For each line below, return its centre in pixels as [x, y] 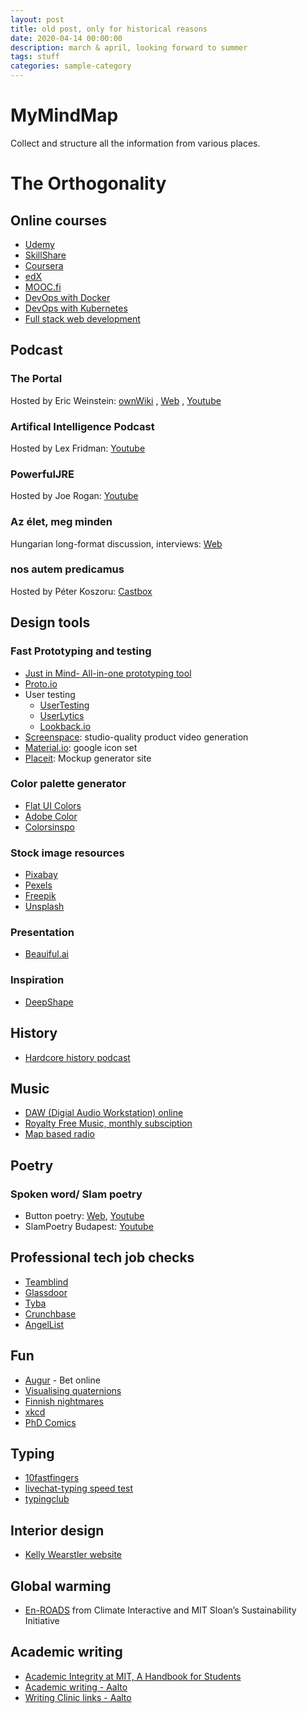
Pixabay [41, 875]
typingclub [47, 1499]
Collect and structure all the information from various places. [135, 143]
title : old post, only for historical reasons [109, 29]
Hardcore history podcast [77, 1057]
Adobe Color [51, 816]
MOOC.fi [43, 287]
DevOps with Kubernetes [76, 308]
